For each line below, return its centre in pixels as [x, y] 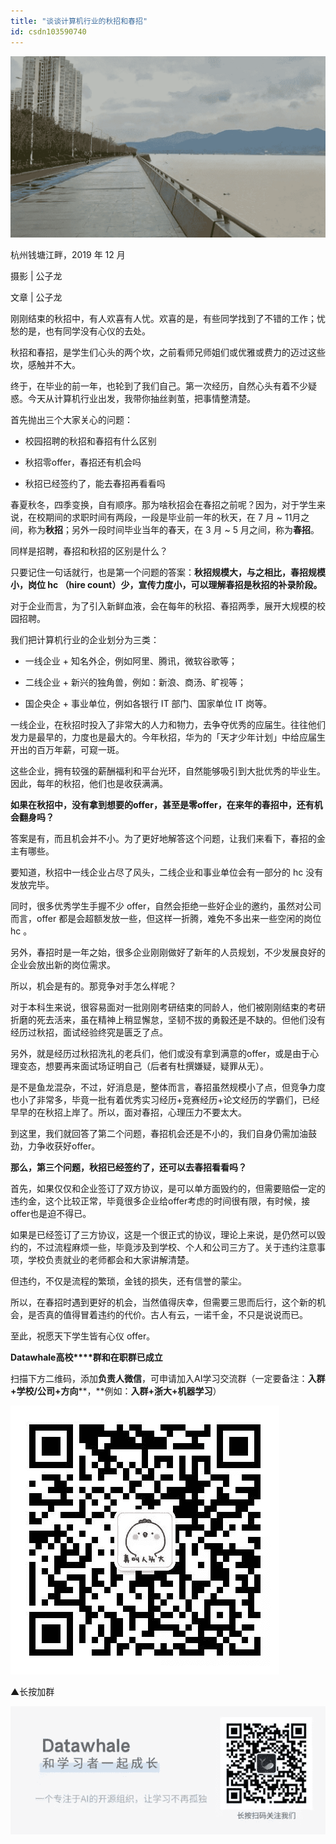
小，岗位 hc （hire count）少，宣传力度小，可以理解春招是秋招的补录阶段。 [166, 584]
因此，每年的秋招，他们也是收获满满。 [89, 783]
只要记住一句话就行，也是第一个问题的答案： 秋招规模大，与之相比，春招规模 [168, 572]
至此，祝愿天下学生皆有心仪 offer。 [83, 1336]
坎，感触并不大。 [45, 364]
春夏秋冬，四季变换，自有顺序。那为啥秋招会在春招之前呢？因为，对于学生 [163, 504]
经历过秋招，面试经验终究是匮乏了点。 [89, 1032]
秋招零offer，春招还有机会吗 [83, 462]
